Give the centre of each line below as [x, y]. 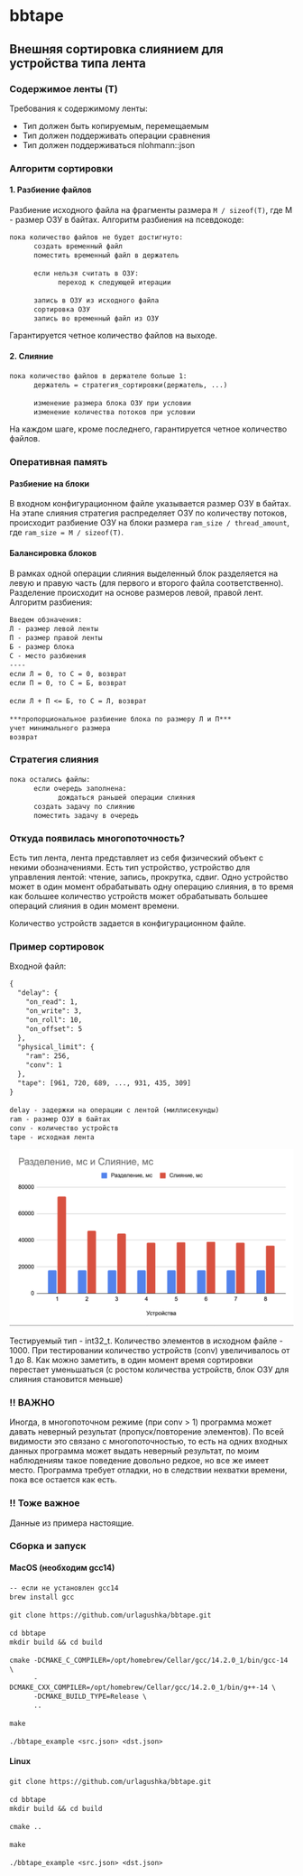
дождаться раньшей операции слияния [126, 797]
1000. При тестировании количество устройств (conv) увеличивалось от [150, 1350]
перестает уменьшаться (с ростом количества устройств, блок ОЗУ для [149, 1370]
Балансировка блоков [53, 553]
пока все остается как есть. [63, 1480]
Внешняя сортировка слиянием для [116, 49]
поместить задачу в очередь [86, 815]
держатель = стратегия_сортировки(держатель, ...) [130, 385]
